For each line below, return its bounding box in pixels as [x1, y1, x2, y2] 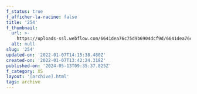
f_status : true [6, 8, 43, 15]
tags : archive [6, 79, 41, 85]
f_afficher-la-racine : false [6, 14, 77, 20]
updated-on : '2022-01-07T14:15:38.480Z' [6, 52, 107, 58]
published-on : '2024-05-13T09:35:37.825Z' [6, 62, 111, 69]
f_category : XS [6, 68, 43, 74]
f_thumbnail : [6, 25, 38, 31]
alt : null [11, 41, 35, 47]
